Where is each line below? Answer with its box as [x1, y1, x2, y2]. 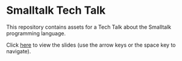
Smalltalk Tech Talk [6, 4, 106, 17]
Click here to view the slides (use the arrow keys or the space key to [6, 41, 176, 48]
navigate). [6, 47, 31, 54]
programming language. [6, 29, 66, 36]
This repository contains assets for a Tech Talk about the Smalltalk [6, 23, 172, 30]
